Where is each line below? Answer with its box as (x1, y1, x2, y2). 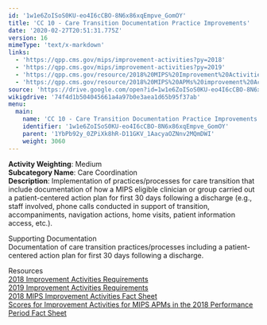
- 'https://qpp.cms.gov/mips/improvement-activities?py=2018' (15, 56, 226, 64)
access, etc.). (8, 218, 53, 227)
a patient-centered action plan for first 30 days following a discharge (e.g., (8, 192, 253, 203)
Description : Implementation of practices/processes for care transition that (8, 176, 255, 185)
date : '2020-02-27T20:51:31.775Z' (8, 26, 123, 34)
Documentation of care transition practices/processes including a (8, 242, 223, 251)
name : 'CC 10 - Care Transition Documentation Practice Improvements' (22, 115, 261, 123)
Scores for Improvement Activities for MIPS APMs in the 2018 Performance (8, 300, 253, 309)
